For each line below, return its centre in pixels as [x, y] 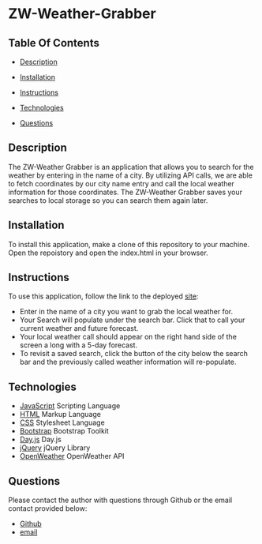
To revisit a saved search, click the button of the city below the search [134, 354]
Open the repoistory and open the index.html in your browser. [109, 253]
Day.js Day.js [40, 440]
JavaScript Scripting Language [70, 406]
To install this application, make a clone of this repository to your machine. [129, 244]
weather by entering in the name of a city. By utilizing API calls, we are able [130, 175]
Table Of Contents [54, 43]
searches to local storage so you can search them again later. [108, 200]
